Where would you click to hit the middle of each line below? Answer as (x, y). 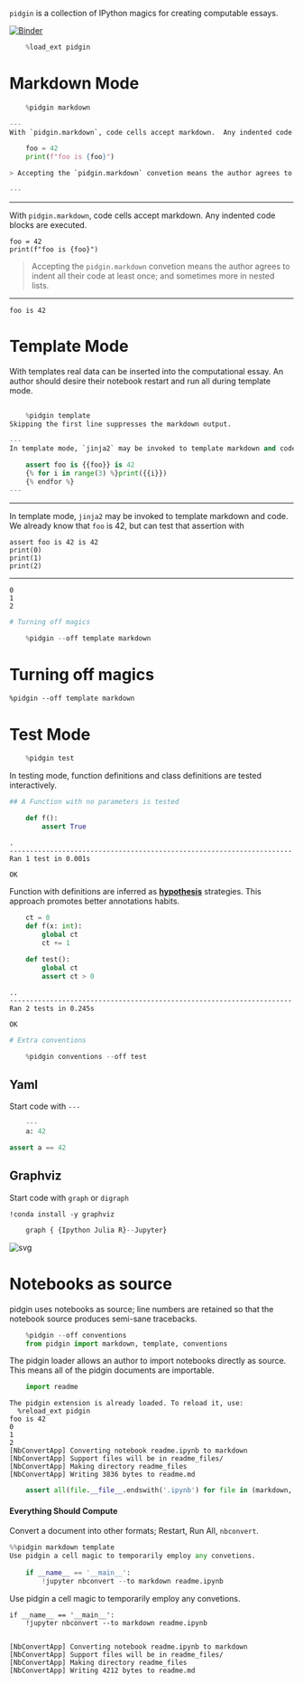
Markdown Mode (74, 84)
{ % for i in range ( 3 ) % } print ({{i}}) (96, 474)
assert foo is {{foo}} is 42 (80, 465)
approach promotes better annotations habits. (95, 901)
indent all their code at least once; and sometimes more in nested (153, 276)
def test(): (48, 960)
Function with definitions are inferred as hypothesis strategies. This (135, 891)
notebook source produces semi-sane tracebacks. (103, 1319)
